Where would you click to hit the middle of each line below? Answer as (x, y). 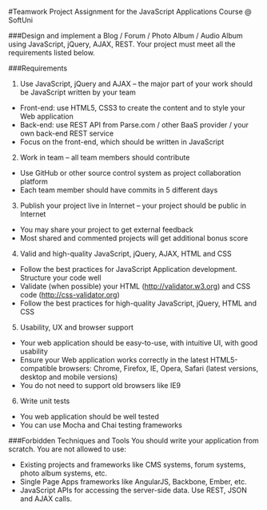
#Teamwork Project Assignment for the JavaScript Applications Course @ (130, 12)
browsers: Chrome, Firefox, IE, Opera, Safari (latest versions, (158, 368)
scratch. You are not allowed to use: (67, 449)
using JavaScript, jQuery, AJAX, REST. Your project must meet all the (122, 44)
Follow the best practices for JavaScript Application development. (128, 269)
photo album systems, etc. (64, 473)
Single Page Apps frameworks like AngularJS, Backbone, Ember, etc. (133, 482)
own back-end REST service (67, 133)
